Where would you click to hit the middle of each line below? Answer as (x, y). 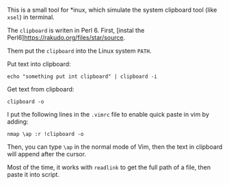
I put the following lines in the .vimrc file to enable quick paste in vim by (108, 114)
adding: (18, 122)
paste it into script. (33, 174)
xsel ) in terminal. (31, 17)
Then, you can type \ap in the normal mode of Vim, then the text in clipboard (115, 147)
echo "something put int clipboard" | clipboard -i (82, 76)
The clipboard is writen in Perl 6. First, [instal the (76, 30)
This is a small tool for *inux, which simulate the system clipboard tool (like (112, 10)
